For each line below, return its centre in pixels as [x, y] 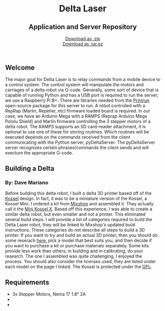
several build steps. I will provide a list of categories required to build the [79, 220]
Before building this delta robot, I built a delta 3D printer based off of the [78, 194]
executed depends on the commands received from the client [68, 137]
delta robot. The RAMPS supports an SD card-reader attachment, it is [76, 127]
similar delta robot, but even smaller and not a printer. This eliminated [75, 214]
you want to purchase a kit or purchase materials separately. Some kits [77, 246]
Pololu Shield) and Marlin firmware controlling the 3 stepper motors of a [78, 121]
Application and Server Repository [83, 27]
